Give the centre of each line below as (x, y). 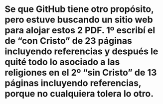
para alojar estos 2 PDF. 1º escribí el (80, 30)
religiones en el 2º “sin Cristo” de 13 (81, 73)
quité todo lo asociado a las (62, 62)
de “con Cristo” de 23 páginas (69, 41)
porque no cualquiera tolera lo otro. (79, 94)
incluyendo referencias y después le (81, 52)
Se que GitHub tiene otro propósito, (79, 9)
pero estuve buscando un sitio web (79, 20)
